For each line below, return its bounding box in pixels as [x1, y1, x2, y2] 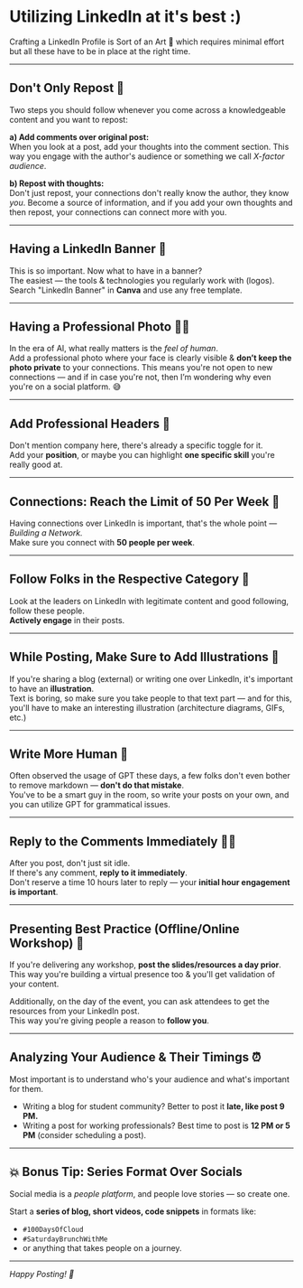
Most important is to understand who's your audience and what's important [9, 1073, 290, 1085]
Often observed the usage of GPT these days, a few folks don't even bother [9, 770, 291, 781]
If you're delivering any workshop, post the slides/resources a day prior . [9, 959, 282, 970]
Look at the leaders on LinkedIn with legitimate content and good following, [9, 595, 289, 606]
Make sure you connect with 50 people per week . [9, 537, 196, 547]
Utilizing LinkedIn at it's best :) [9, 6, 242, 27]
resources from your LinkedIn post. [9, 1005, 140, 1017]
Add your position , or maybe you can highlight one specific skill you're [9, 450, 275, 461]
